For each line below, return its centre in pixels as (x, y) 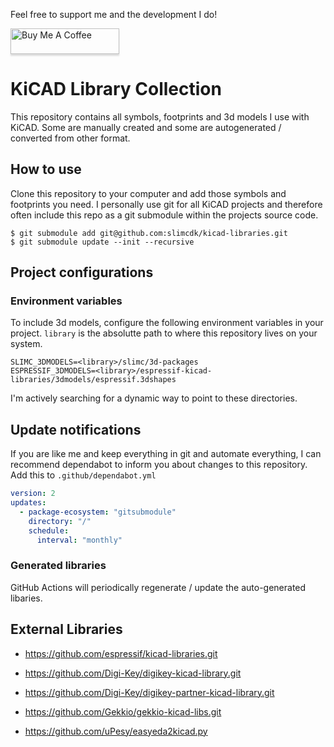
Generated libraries (58, 566)
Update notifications (76, 429)
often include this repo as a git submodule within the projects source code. (164, 215)
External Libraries (66, 629)
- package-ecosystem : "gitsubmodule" (98, 512)
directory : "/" (60, 521)
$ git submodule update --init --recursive (102, 242)
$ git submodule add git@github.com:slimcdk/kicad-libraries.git (149, 233)
